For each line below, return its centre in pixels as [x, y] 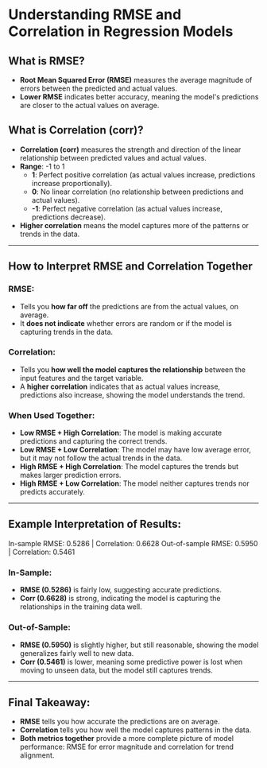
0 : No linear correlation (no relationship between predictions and [137, 192]
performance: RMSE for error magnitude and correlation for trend [127, 747]
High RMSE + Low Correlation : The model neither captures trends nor [135, 483]
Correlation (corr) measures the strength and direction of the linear [130, 149]
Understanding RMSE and [95, 15]
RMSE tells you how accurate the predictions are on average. [120, 722]
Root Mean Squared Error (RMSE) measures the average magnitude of [136, 80]
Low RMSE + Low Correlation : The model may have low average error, [135, 450]
